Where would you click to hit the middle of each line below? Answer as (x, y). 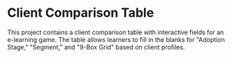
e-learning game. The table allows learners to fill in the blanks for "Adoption (116, 39)
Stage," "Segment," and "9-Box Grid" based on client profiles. (96, 47)
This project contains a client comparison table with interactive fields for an (116, 32)
